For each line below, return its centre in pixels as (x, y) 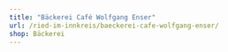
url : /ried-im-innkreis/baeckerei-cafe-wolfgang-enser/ (114, 26)
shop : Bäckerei (37, 33)
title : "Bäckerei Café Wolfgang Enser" (83, 17)
